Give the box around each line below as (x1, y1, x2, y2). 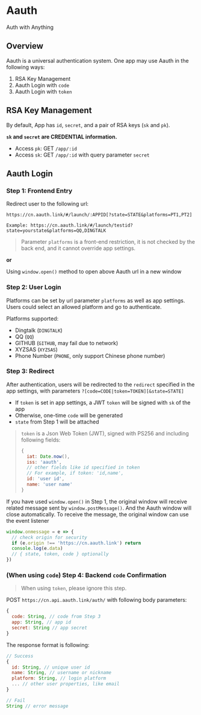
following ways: (6, 63, 45, 70)
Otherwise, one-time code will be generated (14, 411, 123, 419)
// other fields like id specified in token (26, 464, 140, 470)
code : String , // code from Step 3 (11, 614, 101, 620)
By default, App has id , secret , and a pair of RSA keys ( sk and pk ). (6, 121, 170, 128)
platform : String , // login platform (11, 675, 107, 681)
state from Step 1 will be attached (14, 418, 99, 425)
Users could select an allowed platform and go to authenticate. (6, 303, 162, 310)
